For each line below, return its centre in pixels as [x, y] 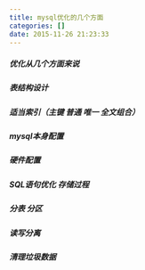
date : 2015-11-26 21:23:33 [59, 34]
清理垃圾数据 [32, 257]
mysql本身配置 [36, 136]
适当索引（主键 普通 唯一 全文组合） [74, 111]
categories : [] [37, 26]
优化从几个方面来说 [44, 63]
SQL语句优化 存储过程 [49, 184]
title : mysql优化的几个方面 [56, 17]
